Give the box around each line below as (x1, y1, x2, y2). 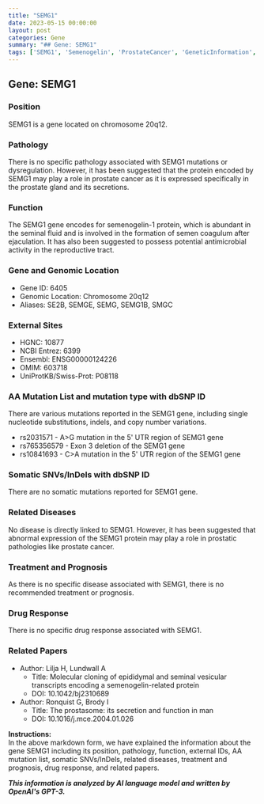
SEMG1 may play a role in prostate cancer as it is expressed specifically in (8, 173, 249, 183)
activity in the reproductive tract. (8, 245, 115, 255)
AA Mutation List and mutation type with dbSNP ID (8, 391, 206, 402)
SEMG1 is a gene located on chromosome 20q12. (8, 119, 168, 129)
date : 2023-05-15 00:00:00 (8, 19, 97, 27)
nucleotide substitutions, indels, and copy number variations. (8, 417, 207, 427)
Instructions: (8, 729, 52, 738)
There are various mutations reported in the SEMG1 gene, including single (8, 409, 248, 419)
